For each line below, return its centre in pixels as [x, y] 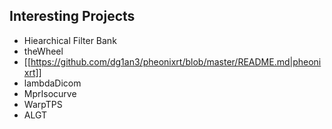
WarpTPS [43, 104]
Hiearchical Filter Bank [70, 40]
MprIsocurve [50, 93]
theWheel [43, 51]
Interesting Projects [72, 16]
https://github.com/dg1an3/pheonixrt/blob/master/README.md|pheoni [176, 61]
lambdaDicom [52, 83]
